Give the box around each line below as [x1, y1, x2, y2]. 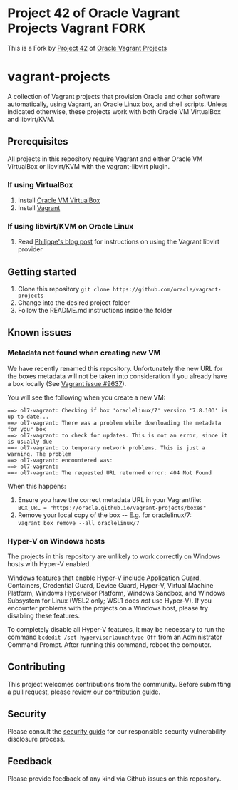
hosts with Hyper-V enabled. [7, 560, 91, 568]
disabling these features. [7, 611, 81, 620]
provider [17, 245, 43, 254]
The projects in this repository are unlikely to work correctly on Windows [7, 552, 221, 561]
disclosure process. [7, 734, 66, 743]
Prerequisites [7, 135, 68, 147]
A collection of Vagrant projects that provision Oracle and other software [7, 92, 221, 100]
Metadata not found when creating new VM [7, 348, 161, 358]
